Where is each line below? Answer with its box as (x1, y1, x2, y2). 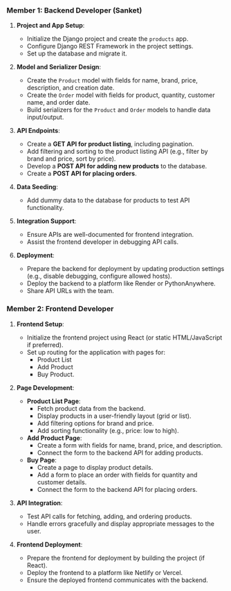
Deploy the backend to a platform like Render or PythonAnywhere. (26, 279, 216, 288)
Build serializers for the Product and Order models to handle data (26, 106, 211, 114)
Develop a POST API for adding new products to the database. (26, 162, 207, 170)
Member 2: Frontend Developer (6, 304, 114, 314)
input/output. (26, 113, 64, 121)
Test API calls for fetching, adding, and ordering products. (26, 512, 192, 520)
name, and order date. (26, 98, 91, 107)
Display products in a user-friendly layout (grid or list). (37, 412, 192, 420)
